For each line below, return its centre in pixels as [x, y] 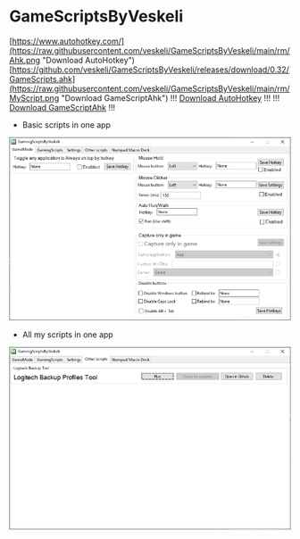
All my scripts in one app [67, 334]
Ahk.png [25, 60]
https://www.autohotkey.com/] [68, 41]
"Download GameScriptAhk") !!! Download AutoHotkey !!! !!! [171, 98]
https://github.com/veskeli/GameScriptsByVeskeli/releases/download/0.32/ [151, 70]
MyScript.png [34, 98]
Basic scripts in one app [67, 124]
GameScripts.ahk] [42, 79]
